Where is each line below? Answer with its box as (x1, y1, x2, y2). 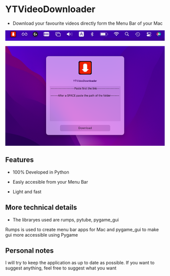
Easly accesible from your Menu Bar (12, 179, 89, 185)
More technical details (5, 203, 77, 212)
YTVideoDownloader (5, 4, 96, 15)
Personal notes (5, 246, 54, 255)
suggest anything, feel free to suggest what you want (5, 265, 117, 271)
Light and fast (12, 188, 41, 195)
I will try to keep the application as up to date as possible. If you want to (5, 260, 155, 266)
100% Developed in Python (12, 169, 69, 175)
